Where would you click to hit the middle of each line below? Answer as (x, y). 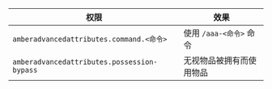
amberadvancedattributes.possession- (85, 62)
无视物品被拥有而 (216, 60)
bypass (25, 70)
